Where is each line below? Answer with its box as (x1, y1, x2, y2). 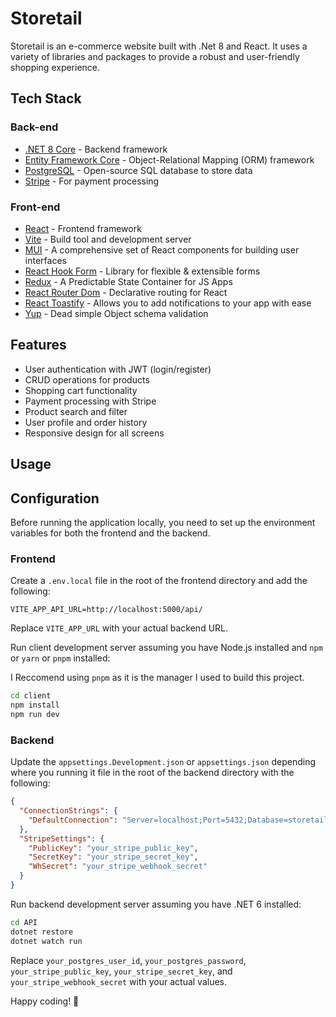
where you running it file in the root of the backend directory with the (10, 767, 295, 779)
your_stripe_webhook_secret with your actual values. (10, 975, 228, 987)
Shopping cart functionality (24, 384, 138, 396)
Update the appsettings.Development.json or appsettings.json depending (10, 756, 316, 768)
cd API (10, 917, 38, 927)
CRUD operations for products (24, 373, 150, 386)
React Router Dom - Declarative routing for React (24, 286, 228, 298)
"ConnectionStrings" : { (19, 806, 118, 816)
